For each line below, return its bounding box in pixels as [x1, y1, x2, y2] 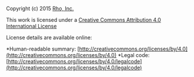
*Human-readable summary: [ [6, 45, 79, 52]
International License [6, 23, 57, 29]
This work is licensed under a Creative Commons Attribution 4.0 [6, 16, 162, 23]
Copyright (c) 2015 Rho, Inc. [6, 5, 74, 12]
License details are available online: [6, 34, 92, 41]
